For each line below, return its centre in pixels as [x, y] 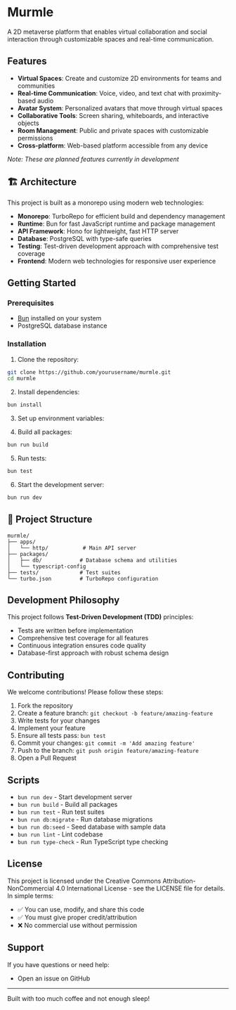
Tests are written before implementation [75, 630]
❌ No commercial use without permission [77, 925]
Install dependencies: [48, 392]
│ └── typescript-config [47, 566]
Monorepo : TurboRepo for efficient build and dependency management [121, 216]
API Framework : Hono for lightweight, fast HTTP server [98, 231]
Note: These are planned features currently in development [93, 159]
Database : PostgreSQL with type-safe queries [85, 238]
